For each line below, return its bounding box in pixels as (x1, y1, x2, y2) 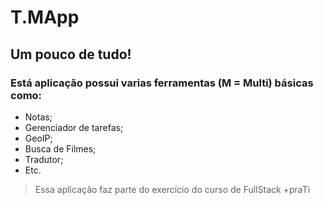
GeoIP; (24, 132, 53, 144)
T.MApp (10, 6, 80, 29)
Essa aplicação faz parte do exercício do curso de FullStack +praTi (34, 183, 311, 195)
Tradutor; (24, 153, 64, 165)
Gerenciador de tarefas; (24, 121, 124, 133)
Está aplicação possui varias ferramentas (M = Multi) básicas (10, 76, 314, 90)
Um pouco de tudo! (10, 46, 132, 63)
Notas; (24, 111, 53, 123)
